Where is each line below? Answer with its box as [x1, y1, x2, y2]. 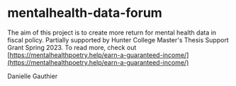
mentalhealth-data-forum [7, 5, 163, 21]
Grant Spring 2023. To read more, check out [7, 43, 137, 51]
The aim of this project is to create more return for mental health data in [7, 28, 217, 37]
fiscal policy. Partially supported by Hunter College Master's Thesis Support [7, 35, 229, 44]
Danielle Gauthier [7, 72, 58, 80]
